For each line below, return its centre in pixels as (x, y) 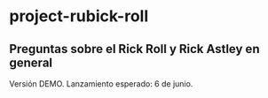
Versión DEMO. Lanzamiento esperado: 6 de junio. (101, 84)
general (31, 62)
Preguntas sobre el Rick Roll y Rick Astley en (134, 49)
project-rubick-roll (79, 16)
